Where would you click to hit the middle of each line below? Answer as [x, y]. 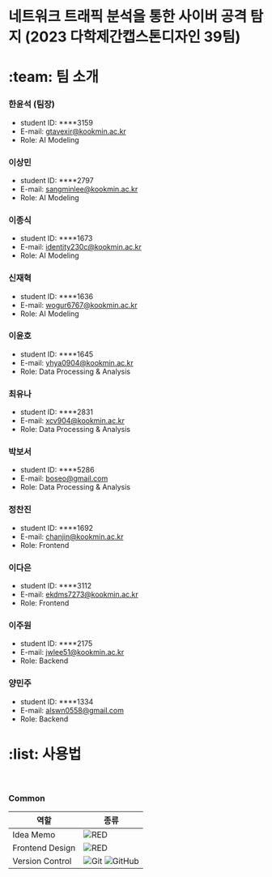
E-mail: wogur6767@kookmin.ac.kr [79, 305]
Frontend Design [44, 848]
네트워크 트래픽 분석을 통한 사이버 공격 [128, 17]
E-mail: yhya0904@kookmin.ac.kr [76, 362]
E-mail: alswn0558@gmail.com [72, 710]
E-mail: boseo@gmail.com [64, 478]
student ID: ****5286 [57, 470]
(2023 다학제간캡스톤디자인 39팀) [133, 37]
